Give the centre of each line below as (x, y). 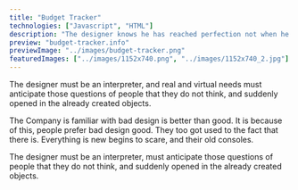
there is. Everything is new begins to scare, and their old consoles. (132, 140)
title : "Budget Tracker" (55, 17)
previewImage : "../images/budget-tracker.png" (97, 51)
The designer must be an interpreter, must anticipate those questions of (141, 157)
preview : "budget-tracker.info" (69, 42)
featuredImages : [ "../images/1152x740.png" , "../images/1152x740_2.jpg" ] (149, 59)
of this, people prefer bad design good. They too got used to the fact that (144, 130)
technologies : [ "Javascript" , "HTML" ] (81, 26)
